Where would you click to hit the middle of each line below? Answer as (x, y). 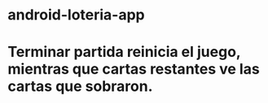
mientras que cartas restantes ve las (134, 69)
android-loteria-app (77, 15)
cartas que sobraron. (80, 86)
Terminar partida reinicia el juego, (124, 52)
